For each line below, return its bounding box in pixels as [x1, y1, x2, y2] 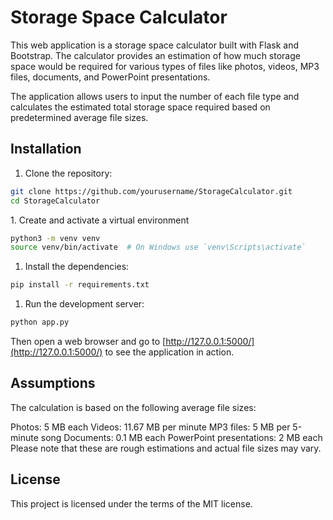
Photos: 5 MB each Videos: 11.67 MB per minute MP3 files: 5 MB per [10, 421, 291, 433]
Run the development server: [24, 298, 145, 310]
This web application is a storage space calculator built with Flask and [10, 39, 300, 51]
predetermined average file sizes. [10, 111, 149, 123]
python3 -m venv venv [10, 233, 101, 243]
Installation [10, 141, 82, 158]
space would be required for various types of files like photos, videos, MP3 [10, 60, 320, 72]
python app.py [10, 317, 70, 328]
